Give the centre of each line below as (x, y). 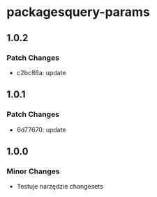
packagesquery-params (78, 12)
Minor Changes (33, 171)
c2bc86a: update (41, 72)
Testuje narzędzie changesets (60, 187)
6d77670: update (42, 129)
